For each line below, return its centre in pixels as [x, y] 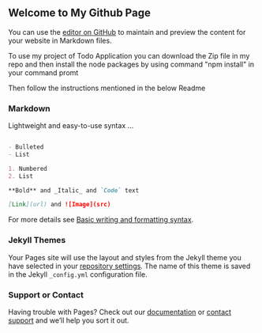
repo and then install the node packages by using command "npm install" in [131, 64]
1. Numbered [28, 168]
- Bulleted [26, 147]
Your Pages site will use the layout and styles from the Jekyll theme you [125, 257]
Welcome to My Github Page [80, 13]
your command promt [43, 72]
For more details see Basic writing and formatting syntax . [101, 220]
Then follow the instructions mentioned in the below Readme [107, 88]
